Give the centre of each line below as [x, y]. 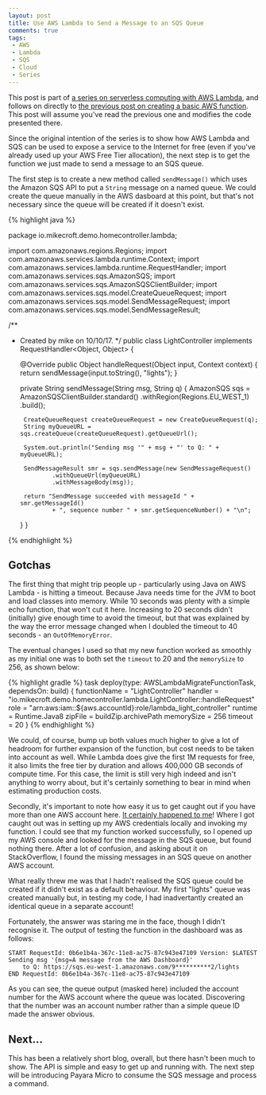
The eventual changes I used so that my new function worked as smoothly [130, 650]
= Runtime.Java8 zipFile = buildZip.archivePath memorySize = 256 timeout [131, 716]
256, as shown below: [44, 667]
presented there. [35, 122]
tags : [17, 38]
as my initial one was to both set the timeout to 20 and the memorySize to [126, 659]
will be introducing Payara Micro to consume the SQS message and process [133, 1075]
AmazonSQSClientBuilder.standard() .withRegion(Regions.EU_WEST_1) [135, 396]
